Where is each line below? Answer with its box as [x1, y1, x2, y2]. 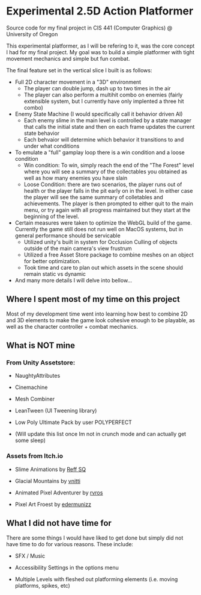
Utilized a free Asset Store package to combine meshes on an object [23, 251, 194, 258]
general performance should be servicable [14, 232, 121, 239]
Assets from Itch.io [6, 452, 64, 460]
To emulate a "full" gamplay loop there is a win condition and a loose [14, 149, 185, 156]
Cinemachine [14, 384, 48, 391]
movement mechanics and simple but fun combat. [6, 55, 130, 62]
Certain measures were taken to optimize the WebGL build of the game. [14, 219, 192, 226]
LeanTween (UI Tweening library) [14, 407, 97, 414]
